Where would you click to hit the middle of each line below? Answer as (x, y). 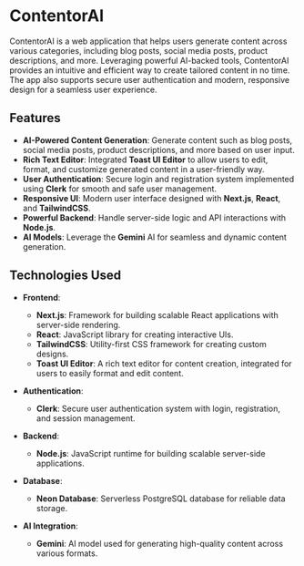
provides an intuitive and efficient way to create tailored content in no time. (150, 70)
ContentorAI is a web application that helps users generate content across (148, 41)
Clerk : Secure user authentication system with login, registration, (158, 408)
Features (35, 118)
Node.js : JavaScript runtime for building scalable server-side (151, 453)
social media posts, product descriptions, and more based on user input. (159, 149)
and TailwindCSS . (56, 208)
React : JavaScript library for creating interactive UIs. (135, 334)
